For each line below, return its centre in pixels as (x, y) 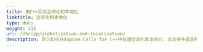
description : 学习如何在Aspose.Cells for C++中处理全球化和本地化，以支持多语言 (100, 39)
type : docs (20, 23)
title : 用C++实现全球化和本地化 (42, 12)
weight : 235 (21, 28)
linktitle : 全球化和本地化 (37, 17)
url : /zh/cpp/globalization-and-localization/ (66, 34)
